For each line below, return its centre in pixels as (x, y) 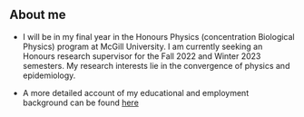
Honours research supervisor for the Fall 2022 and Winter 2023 (142, 56)
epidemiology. (49, 75)
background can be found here (80, 102)
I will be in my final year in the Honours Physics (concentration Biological (158, 36)
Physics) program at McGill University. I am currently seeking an (142, 46)
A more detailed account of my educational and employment (136, 93)
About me (38, 15)
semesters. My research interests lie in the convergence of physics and (156, 65)
